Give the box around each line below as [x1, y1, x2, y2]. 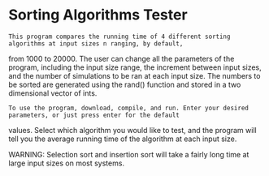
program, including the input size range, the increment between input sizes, [8, 62, 262, 72]
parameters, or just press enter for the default [8, 111, 180, 119]
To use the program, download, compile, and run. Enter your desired [8, 104, 249, 112]
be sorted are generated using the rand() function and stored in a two [8, 79, 241, 89]
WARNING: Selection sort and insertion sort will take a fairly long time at [8, 149, 249, 159]
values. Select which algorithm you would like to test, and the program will [8, 125, 258, 135]
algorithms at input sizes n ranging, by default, [8, 39, 184, 48]
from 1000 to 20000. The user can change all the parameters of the [8, 54, 235, 63]
